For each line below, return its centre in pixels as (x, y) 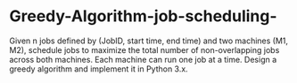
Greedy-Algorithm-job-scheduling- (144, 16)
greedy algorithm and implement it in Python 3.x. (99, 69)
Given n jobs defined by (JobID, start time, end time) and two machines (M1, (148, 41)
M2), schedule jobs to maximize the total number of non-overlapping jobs (144, 49)
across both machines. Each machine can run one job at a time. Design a (143, 59)
